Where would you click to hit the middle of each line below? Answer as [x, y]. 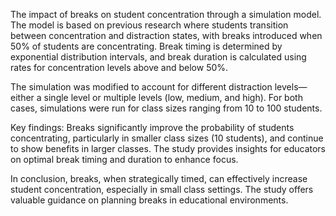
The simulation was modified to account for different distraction [141, 87]
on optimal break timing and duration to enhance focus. [124, 159]
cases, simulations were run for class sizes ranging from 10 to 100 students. [166, 108]
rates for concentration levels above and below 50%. [119, 67]
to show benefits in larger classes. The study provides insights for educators [168, 148]
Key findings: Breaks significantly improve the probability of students [152, 127]
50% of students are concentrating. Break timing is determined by [146, 46]
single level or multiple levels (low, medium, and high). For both [173, 97]
